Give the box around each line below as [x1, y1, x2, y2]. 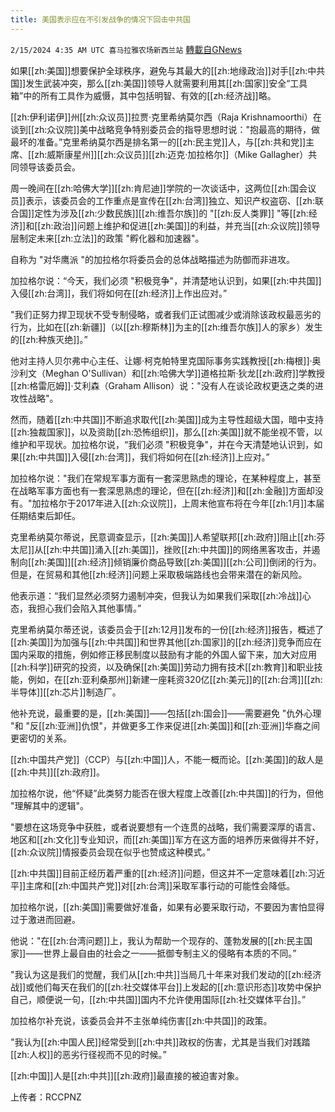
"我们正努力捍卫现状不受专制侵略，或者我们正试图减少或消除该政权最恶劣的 [10, 308, 322, 320]
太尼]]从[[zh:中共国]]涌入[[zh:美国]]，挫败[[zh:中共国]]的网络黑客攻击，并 [10, 543, 312, 555]
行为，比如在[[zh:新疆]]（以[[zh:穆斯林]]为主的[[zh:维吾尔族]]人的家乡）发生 [10, 321, 323, 333]
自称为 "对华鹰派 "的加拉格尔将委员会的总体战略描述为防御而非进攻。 [10, 253, 295, 265]
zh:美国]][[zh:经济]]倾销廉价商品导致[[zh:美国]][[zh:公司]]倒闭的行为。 [34, 556, 322, 568]
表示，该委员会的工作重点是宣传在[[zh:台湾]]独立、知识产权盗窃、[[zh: [25, 194, 315, 206]
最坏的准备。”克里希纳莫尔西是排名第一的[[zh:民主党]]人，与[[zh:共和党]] [10, 136, 307, 148]
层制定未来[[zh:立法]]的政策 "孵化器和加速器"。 [10, 232, 205, 244]
